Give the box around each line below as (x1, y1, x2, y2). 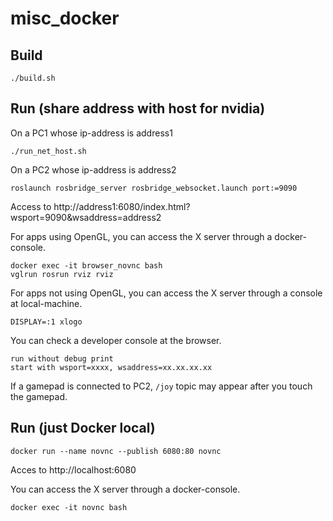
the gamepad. (10, 390, 68, 402)
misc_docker (10, 7, 120, 30)
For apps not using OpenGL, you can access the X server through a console (10, 287, 323, 299)
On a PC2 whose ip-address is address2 (10, 163, 177, 176)
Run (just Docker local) (10, 420, 156, 437)
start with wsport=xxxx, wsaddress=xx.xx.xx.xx (10, 362, 213, 372)
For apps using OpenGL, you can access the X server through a (10, 230, 273, 242)
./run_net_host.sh (10, 146, 87, 156)
